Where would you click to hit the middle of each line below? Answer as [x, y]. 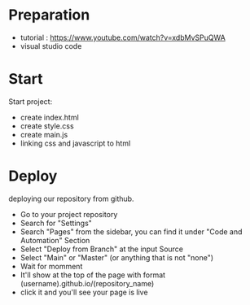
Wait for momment [51, 266]
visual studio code [51, 46]
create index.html [49, 117]
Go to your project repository [69, 214]
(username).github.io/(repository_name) [87, 283]
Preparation [49, 15]
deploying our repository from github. [71, 198]
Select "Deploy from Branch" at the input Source [102, 249]
